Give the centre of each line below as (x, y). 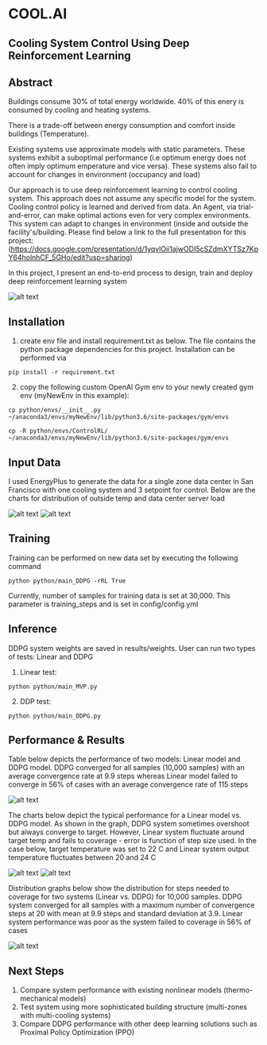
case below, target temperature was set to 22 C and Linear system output (129, 849)
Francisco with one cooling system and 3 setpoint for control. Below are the (132, 490)
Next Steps (36, 971)
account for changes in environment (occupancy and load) (104, 175)
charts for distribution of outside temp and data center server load (116, 498)
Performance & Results (66, 740)
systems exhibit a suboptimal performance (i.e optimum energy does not (127, 158)
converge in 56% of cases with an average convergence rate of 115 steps (128, 784)
